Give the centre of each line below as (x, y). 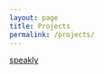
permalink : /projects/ (52, 34)
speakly (24, 60)
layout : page (34, 18)
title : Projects (40, 26)
